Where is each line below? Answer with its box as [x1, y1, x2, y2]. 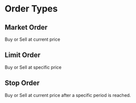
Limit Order [5, 51, 41, 59]
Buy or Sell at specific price [5, 64, 62, 70]
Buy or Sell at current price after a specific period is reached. [5, 92, 131, 98]
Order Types [5, 3, 58, 15]
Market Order [5, 23, 48, 32]
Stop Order [5, 79, 40, 87]
